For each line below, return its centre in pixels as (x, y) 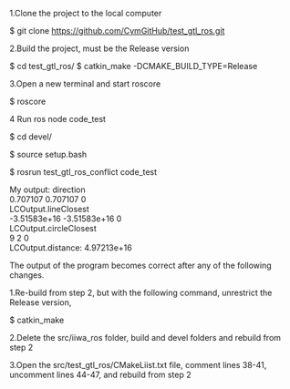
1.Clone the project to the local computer (86, 13)
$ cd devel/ (31, 137)
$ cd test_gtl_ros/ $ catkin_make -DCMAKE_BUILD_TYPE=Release (134, 66)
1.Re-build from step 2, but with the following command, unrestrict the (141, 292)
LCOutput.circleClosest (53, 228)
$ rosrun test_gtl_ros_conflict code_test (83, 172)
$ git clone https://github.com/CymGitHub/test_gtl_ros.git (117, 31)
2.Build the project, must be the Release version (99, 48)
